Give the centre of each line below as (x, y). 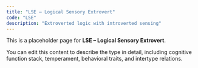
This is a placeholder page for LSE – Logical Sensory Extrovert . (86, 41)
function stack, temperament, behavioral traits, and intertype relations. (94, 59)
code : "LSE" (21, 18)
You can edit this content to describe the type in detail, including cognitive (99, 52)
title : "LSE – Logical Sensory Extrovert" (61, 12)
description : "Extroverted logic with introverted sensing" (84, 23)
